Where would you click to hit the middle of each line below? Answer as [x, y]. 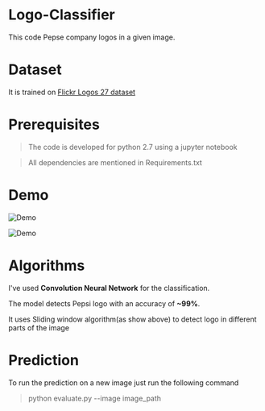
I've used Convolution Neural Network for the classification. [109, 288]
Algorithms [47, 266]
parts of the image [39, 327]
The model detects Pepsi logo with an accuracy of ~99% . [104, 303]
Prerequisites [54, 125]
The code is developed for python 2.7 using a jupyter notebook [132, 147]
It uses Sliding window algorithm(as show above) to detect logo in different [132, 319]
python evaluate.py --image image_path [95, 398]
